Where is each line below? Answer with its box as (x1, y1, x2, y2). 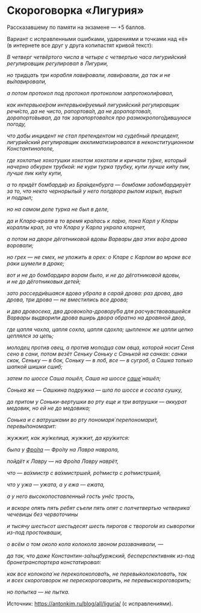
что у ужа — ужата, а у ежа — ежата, (7, 480, 105, 488)
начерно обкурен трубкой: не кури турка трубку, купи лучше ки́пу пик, (7, 163, 191, 170)
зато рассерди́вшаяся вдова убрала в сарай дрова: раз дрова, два (7, 289, 183, 297)
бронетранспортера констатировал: (7, 558, 102, 565)
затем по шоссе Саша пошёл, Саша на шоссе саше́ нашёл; (7, 374, 161, 382)
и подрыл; (7, 193, 33, 201)
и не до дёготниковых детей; (7, 278, 81, 285)
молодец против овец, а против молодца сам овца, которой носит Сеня (7, 344, 194, 351)
